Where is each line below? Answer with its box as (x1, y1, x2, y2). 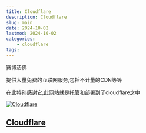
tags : (6, 47, 19, 53)
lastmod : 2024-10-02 (6, 31, 57, 36)
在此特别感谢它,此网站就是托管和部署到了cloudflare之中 (6, 89, 141, 96)
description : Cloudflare (6, 14, 67, 20)
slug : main (6, 19, 33, 25)
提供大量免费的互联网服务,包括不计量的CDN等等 (6, 76, 122, 83)
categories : (6, 36, 35, 42)
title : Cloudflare (6, 8, 51, 15)
